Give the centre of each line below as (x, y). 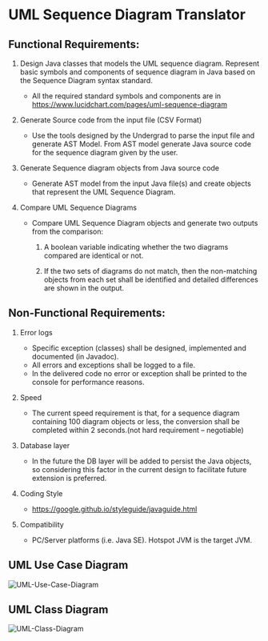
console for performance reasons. (88, 382)
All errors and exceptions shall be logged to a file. (114, 365)
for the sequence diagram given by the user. (105, 152)
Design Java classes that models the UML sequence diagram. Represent (140, 63)
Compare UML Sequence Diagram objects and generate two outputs (145, 223)
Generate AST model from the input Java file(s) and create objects (142, 183)
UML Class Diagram (58, 610)
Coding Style (41, 493)
